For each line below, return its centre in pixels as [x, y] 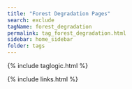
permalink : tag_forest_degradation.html [67, 33]
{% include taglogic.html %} [48, 66]
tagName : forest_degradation [50, 26]
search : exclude [31, 20]
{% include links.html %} [43, 79]
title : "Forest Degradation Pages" [59, 14]
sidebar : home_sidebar [40, 40]
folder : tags [26, 46]
